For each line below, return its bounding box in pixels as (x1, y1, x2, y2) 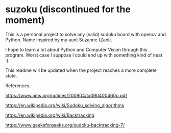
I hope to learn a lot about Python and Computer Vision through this (5, 46, 148, 52)
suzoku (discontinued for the (5, 4, 131, 15)
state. (5, 72, 17, 78)
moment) (5, 14, 45, 26)
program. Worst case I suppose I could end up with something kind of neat (5, 52, 162, 58)
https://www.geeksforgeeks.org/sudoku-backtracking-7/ (5, 122, 125, 128)
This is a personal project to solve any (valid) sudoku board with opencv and (5, 31, 166, 37)
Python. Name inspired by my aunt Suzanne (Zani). (5, 37, 112, 43)
